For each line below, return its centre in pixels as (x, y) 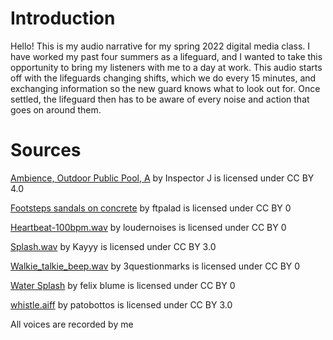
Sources (46, 150)
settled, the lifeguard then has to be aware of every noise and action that (160, 99)
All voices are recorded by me (72, 324)
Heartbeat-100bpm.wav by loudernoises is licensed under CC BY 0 (148, 227)
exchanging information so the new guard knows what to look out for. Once (165, 88)
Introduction (63, 18)
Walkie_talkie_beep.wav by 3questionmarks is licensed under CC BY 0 (155, 266)
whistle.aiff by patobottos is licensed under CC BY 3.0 (121, 304)
